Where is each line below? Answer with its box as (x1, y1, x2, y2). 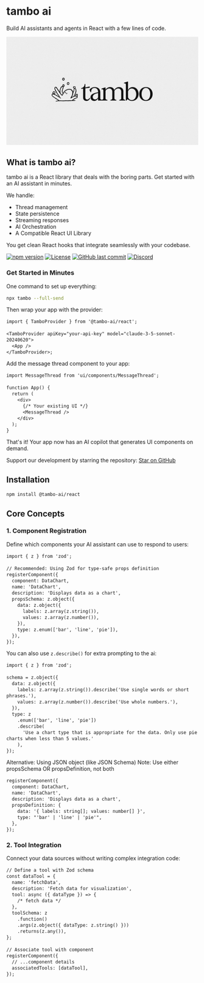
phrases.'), (6, 692, 37, 699)
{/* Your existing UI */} (22, 403, 88, 409)
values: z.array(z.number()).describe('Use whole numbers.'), (17, 699, 178, 705)
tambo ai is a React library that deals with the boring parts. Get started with (6, 173, 195, 181)
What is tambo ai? (6, 157, 76, 168)
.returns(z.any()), (17, 929, 67, 935)
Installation (6, 474, 50, 484)
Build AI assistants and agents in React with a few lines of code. (6, 24, 166, 32)
